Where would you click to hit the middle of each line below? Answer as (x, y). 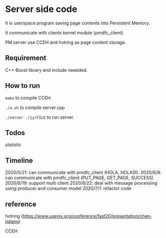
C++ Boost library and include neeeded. (46, 70)
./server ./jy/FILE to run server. (40, 117)
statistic (13, 145)
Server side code (41, 9)
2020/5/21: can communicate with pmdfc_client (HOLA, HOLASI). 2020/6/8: (83, 173)
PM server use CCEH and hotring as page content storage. (66, 42)
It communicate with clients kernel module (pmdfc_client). (65, 32)
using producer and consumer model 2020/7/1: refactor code (68, 189)
